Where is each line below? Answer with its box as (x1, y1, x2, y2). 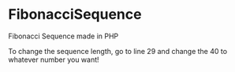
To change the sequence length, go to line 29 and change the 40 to (8, 46, 227, 56)
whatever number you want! (8, 55, 100, 64)
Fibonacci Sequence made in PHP (8, 31, 119, 41)
